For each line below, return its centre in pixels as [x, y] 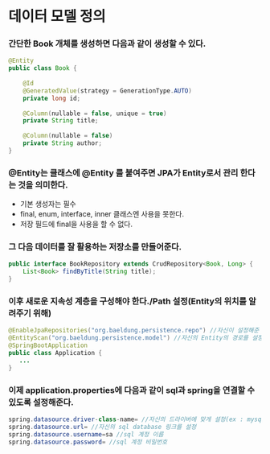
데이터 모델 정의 [57, 17]
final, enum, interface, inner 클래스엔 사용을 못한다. [102, 214]
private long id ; [52, 98]
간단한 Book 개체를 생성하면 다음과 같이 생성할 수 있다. [107, 43]
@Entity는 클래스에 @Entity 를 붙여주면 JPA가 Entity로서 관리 [123, 172]
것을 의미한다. [43, 184]
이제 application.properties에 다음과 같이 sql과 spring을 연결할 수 [132, 390]
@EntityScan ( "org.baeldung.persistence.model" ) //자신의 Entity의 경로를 [129, 338]
